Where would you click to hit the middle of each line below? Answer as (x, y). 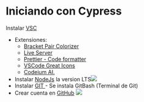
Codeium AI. (39, 72)
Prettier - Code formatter (55, 59)
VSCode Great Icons (49, 66)
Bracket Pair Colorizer (51, 46)
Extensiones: (31, 39)
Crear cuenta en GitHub (44, 93)
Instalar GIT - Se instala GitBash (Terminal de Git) (76, 86)
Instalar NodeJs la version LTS (53, 79)
